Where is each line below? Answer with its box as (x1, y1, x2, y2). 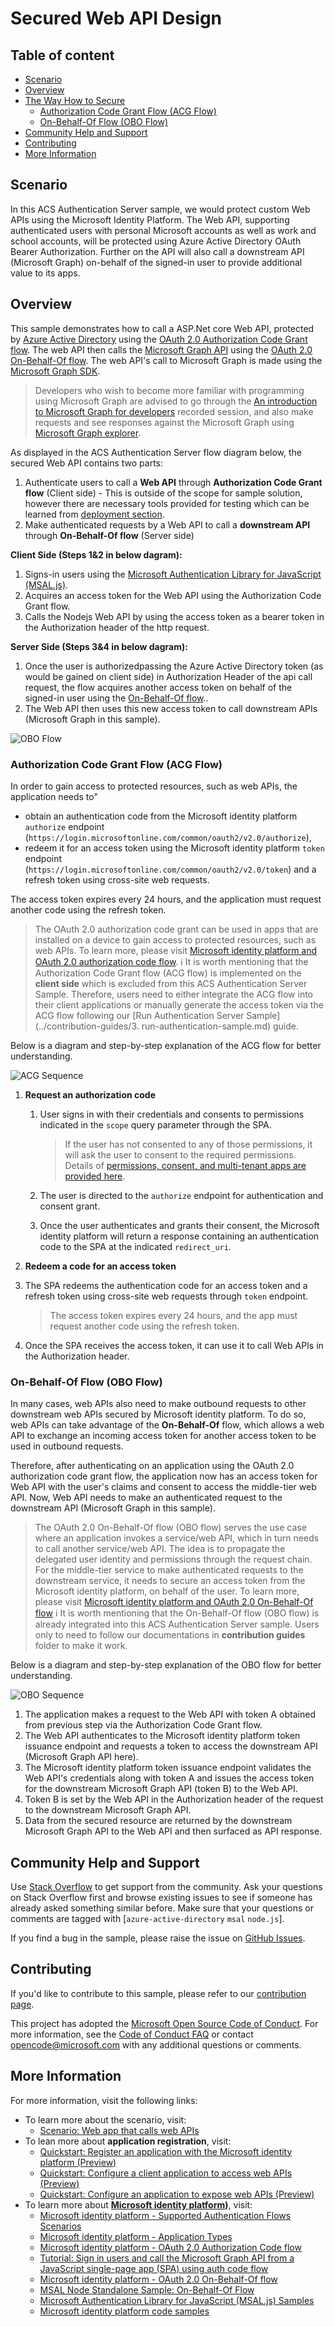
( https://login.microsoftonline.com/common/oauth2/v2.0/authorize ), (24, 831, 312, 843)
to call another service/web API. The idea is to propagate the (34, 1543, 286, 1555)
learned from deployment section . (24, 508, 165, 520)
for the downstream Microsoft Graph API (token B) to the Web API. (24, 1783, 298, 1795)
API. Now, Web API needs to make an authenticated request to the (10, 1492, 283, 1504)
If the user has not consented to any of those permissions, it (64, 1138, 313, 1150)
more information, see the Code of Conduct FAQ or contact (10, 2028, 254, 2040)
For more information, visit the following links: (10, 2094, 198, 2106)
